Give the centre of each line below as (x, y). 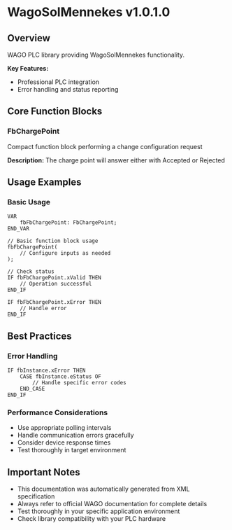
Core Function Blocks (55, 112)
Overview (29, 38)
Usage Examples (44, 182)
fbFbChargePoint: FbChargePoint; (68, 223)
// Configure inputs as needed (65, 253)
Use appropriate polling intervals (64, 428)
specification (36, 496)
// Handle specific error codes (80, 383)
